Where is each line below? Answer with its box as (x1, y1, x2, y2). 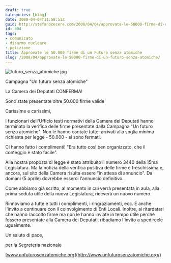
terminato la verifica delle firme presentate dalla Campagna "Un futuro (5, 123, 153, 130)
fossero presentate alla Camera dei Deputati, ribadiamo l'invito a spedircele (5, 217, 163, 223)
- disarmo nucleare (5, 41, 47, 46)
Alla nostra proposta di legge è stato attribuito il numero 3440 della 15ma (5, 159, 158, 165)
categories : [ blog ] (5, 12, 47, 17)
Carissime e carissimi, (5, 108, 52, 114)
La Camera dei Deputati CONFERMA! (5, 89, 83, 95)
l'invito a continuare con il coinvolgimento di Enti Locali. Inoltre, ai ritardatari (5, 206, 164, 212)
